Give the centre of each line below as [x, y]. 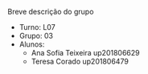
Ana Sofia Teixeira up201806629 [85, 53]
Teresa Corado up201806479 [80, 61]
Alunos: [32, 44]
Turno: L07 [37, 27]
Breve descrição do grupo [51, 12]
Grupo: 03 [36, 36]
